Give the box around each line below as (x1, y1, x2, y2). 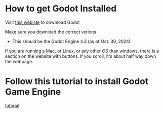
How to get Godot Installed (5, 3, 117, 14)
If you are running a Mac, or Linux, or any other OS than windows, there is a (5, 48, 159, 54)
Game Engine (5, 86, 61, 98)
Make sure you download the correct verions (5, 29, 96, 35)
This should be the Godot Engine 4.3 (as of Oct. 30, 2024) (12, 38, 131, 44)
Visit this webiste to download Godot (5, 19, 80, 25)
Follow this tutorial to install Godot (5, 76, 149, 87)
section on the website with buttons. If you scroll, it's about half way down (5, 53, 157, 59)
